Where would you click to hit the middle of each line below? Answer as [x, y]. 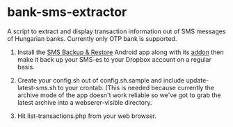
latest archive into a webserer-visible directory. [85, 102]
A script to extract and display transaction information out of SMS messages [116, 31]
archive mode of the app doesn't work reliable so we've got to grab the [119, 95]
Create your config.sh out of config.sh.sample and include [101, 80]
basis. [26, 67]
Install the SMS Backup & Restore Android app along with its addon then [120, 52]
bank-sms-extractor [67, 12]
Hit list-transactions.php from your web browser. [87, 116]
